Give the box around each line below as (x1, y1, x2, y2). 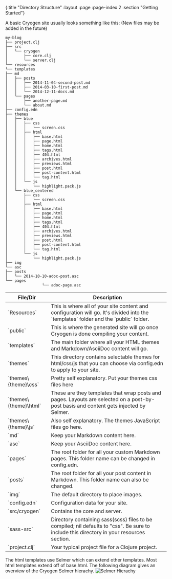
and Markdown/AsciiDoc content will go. (51, 345, 148, 352)
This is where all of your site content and (51, 303, 148, 310)
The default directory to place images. (51, 491, 143, 498)
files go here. (51, 424, 83, 430)
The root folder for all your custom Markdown (51, 448, 160, 456)
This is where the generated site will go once (51, 324, 159, 331)
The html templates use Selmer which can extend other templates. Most (5, 557, 157, 563)
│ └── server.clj (5, 58, 56, 63)
